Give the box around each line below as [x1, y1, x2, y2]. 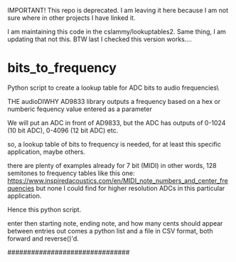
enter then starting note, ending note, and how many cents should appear [7, 219, 223, 227]
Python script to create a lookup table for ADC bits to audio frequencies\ [7, 83, 219, 92]
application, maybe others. [7, 147, 86, 156]
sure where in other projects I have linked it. [7, 14, 136, 22]
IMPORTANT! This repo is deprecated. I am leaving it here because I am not [7, 6, 229, 14]
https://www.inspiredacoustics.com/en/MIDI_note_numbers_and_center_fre [7, 176, 229, 184]
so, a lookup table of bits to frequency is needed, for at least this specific [7, 140, 222, 148]
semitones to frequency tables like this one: [7, 169, 135, 177]
